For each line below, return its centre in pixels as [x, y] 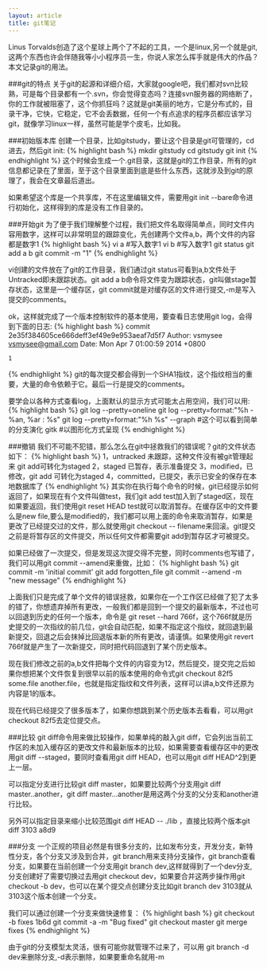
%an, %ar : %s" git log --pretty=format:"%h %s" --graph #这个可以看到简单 [133, 419]
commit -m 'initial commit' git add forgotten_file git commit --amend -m [125, 571]
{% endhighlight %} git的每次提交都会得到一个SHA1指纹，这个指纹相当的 [127, 374]
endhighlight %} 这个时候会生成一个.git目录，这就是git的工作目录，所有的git [132, 160]
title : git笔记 [32, 23]
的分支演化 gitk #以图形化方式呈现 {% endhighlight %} [97, 429]
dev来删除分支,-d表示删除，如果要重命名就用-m [87, 956]
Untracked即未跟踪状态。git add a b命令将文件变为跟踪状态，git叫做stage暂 [132, 279]
